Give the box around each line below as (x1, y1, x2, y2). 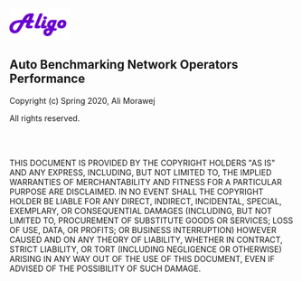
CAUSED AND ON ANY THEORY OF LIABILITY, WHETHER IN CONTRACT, (9, 234, 283, 245)
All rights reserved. (9, 112, 80, 124)
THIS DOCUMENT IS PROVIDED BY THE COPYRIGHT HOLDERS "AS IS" (9, 157, 276, 168)
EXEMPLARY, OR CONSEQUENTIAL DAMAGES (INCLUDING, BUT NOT (9, 205, 273, 216)
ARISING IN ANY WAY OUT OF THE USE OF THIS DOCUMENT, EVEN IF (9, 253, 276, 264)
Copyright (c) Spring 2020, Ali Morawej (9, 95, 156, 106)
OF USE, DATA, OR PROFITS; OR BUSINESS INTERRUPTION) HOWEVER (9, 224, 278, 235)
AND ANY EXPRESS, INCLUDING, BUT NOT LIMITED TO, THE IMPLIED (9, 166, 272, 178)
